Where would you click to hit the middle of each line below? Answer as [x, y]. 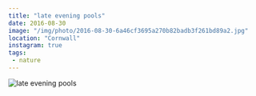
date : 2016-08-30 [37, 23]
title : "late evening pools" [57, 16]
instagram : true [35, 46]
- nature [26, 61]
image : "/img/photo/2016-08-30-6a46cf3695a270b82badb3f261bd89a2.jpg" [128, 30]
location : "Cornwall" [44, 38]
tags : [17, 53]
